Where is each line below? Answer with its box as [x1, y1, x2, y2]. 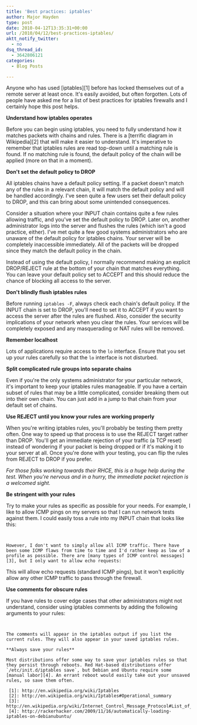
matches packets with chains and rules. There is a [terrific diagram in [6, 132, 174, 139]
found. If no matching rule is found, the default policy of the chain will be [6, 151, 182, 158]
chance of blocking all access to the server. [6, 277, 111, 285]
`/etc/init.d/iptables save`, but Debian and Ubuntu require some [6, 667, 172, 673]
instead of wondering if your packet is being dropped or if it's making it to [6, 443, 184, 450]
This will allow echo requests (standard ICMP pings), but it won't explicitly [6, 568, 185, 575]
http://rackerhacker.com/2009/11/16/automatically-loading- [21, 709, 172, 714]
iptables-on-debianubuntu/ [6, 714, 72, 720]
